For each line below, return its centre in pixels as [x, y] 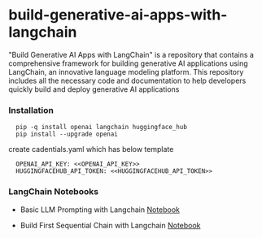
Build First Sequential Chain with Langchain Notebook [110, 225]
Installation [31, 110]
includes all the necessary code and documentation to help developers [127, 80]
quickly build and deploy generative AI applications [94, 89]
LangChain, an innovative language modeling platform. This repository [126, 71]
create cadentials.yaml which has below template [91, 149]
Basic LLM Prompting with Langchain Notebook [100, 210]
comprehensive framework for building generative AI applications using [128, 63]
